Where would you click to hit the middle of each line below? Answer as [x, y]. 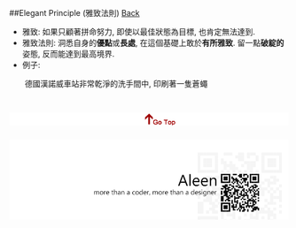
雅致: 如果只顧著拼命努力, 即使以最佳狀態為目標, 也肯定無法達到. [138, 32]
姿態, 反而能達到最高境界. [68, 54]
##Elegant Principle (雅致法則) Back [74, 13]
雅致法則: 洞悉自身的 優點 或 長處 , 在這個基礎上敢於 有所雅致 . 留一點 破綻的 [153, 43]
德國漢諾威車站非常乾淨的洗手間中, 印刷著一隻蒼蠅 [117, 84]
